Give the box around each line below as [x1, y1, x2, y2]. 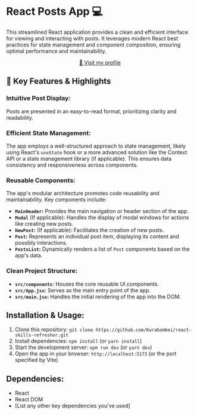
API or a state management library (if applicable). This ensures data [6, 155, 172, 162]
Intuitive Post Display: [6, 94, 71, 102]
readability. [6, 114, 34, 121]
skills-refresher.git [14, 332, 68, 338]
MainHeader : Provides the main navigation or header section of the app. [14, 208, 189, 215]
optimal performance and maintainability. [6, 47, 107, 54]
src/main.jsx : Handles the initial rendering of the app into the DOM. [14, 293, 182, 300]
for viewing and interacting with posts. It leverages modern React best [6, 35, 179, 42]
